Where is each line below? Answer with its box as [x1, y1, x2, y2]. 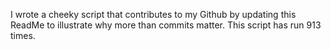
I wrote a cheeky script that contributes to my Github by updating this [10, 9, 297, 20]
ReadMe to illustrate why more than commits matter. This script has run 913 [10, 19, 322, 31]
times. [10, 30, 36, 41]
